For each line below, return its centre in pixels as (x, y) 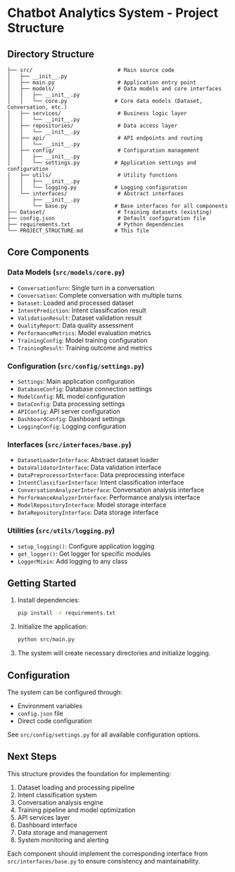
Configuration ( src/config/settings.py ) (76, 366)
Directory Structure (51, 54)
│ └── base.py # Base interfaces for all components (118, 206)
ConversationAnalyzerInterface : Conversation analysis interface (111, 490)
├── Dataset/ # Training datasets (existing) (110, 212)
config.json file (40, 713)
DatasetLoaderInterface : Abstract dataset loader (88, 460)
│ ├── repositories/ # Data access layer (93, 126)
